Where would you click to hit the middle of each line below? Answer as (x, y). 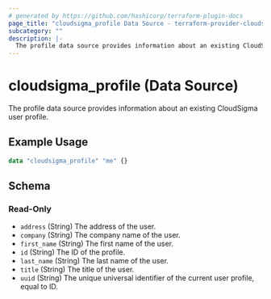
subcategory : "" (35, 31)
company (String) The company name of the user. (100, 235)
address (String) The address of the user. (88, 226)
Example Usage (48, 142)
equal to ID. (39, 287)
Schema (29, 186)
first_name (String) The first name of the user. (97, 244)
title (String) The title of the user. (77, 270)
